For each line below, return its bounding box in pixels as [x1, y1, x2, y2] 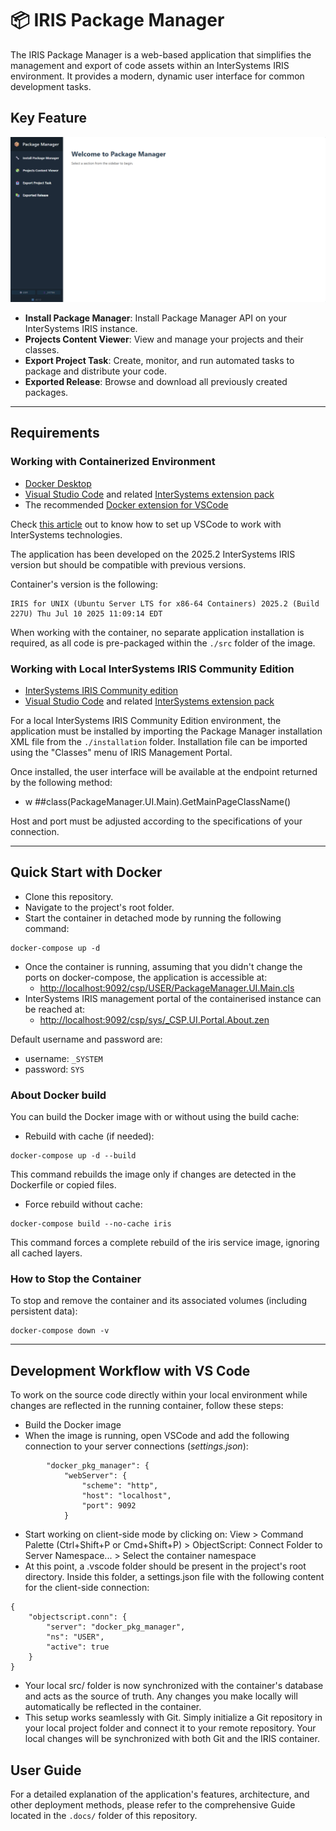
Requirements [10, 425, 100, 442]
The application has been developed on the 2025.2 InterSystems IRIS [10, 548, 296, 560]
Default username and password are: [10, 1033, 163, 1045]
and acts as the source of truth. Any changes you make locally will [24, 1690, 298, 1702]
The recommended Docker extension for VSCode [24, 498, 229, 511]
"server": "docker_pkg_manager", [46, 1622, 186, 1632]
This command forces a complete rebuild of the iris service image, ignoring [10, 1237, 320, 1249]
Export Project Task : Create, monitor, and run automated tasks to [24, 355, 295, 367]
